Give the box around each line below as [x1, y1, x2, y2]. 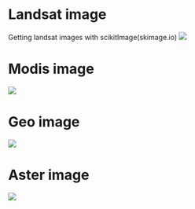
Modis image [8, 60, 94, 78]
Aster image [8, 167, 90, 184]
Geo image [8, 113, 80, 131]
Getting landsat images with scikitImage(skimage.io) [8, 32, 178, 42]
